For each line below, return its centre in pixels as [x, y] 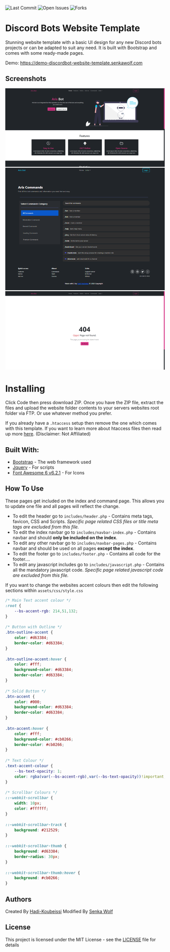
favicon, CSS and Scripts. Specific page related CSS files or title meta [85, 521]
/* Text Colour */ [25, 761]
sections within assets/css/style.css [44, 590]
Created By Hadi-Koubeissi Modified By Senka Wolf [59, 911]
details [12, 945]
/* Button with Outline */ [34, 627]
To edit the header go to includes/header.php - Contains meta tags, [83, 516]
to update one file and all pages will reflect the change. [62, 506]
